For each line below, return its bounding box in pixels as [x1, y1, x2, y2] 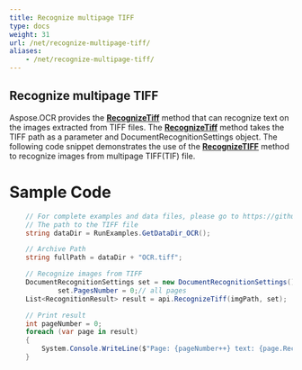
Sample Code [9, 182, 111, 203]
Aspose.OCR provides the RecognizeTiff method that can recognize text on [9, 112, 289, 122]
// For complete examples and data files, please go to [25, 212, 240, 221]
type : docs [9, 22, 50, 31]
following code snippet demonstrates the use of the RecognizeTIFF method [9, 140, 290, 151]
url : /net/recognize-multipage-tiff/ [9, 38, 151, 48]
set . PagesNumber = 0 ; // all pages [57, 285, 187, 295]
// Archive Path [25, 245, 87, 254]
